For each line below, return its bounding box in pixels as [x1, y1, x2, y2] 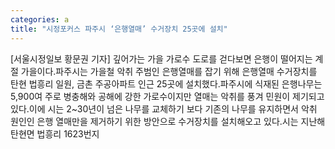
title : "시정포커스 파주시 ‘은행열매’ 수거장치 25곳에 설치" [10, 24, 228, 34]
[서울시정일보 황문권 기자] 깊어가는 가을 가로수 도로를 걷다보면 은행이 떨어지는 [10, 52, 313, 65]
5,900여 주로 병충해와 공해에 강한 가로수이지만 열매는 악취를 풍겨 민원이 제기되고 [10, 90, 325, 102]
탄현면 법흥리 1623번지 [10, 127, 100, 140]
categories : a [10, 14, 70, 25]
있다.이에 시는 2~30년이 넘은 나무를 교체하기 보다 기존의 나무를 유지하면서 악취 [10, 102, 318, 115]
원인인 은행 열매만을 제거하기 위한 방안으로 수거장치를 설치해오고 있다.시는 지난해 [10, 115, 326, 127]
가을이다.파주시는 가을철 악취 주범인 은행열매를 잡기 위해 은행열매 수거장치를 [20, 65, 318, 77]
